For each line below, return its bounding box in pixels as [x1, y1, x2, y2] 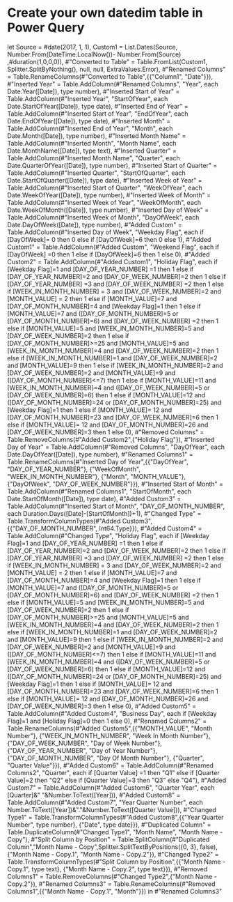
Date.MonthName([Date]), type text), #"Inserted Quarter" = [7, 146, 177, 155]
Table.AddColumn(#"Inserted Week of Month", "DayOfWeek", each [7, 213, 200, 221]
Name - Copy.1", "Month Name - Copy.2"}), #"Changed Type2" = [32, 850, 219, 858]
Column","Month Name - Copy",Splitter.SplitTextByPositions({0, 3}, [7, 842, 199, 851]
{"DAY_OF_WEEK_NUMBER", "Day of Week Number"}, [7, 739, 162, 747]
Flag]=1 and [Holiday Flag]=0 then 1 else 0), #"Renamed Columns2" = [7, 717, 207, 725]
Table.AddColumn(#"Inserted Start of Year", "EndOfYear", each [7, 109, 189, 118]
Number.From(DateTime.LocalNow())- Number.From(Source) [7, 50, 182, 59]
